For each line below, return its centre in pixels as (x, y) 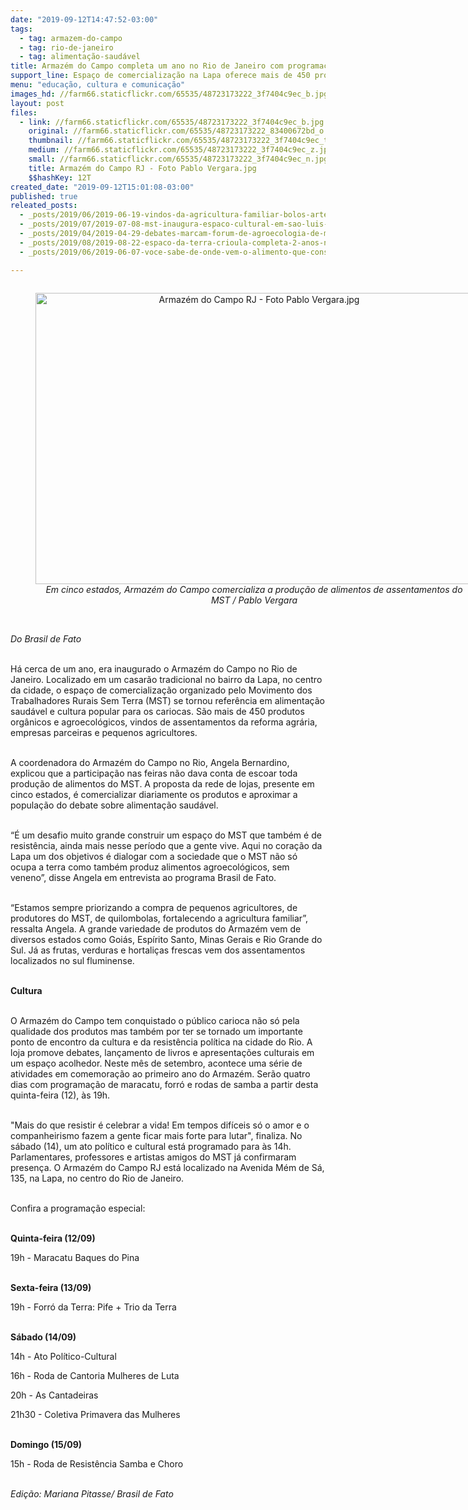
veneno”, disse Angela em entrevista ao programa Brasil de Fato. (143, 877)
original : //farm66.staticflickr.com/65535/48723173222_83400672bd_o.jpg (185, 131)
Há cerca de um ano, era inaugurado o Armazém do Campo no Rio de (154, 668)
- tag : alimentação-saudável (80, 57)
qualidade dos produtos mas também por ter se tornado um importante (156, 1031)
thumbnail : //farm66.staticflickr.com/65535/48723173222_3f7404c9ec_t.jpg (187, 141)
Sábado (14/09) (43, 1337)
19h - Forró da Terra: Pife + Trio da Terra (93, 1307)
